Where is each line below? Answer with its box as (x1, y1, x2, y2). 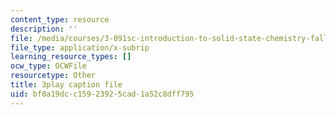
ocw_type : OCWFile (10, 61, 87, 71)
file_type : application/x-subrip (10, 42, 150, 53)
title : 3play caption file (10, 80, 123, 90)
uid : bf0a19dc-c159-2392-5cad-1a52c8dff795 (10, 89, 195, 99)
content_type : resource (10, 14, 110, 25)
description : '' (10, 24, 78, 34)
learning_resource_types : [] (10, 52, 132, 62)
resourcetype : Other (10, 71, 97, 81)
